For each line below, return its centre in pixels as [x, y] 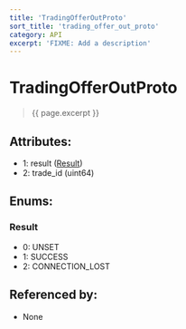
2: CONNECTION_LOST [66, 266]
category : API [36, 34]
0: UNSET [41, 247]
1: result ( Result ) [52, 163]
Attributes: [41, 141]
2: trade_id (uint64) [58, 173]
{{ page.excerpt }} [65, 113]
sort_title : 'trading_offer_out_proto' [84, 26]
